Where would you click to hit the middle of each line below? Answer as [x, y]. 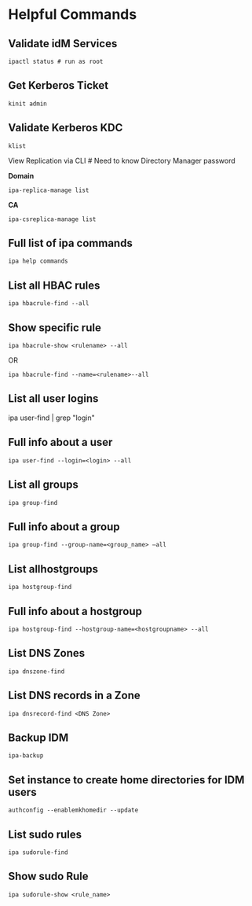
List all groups [43, 485]
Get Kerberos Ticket [58, 85]
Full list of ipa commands [71, 243]
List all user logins [53, 399]
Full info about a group [64, 527]
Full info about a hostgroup [75, 611]
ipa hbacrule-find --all [49, 304]
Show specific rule [55, 328]
